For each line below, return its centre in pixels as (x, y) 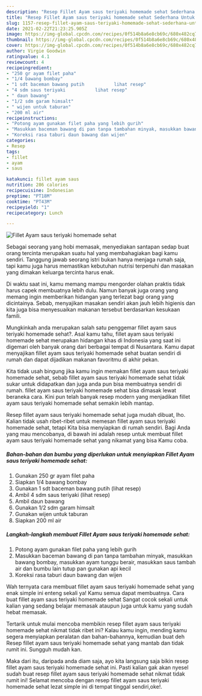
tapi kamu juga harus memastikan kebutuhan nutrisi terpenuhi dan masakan (100, 266)
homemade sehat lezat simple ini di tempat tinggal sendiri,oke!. (84, 687)
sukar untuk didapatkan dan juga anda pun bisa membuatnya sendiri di (94, 384)
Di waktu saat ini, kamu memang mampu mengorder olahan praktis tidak (96, 284)
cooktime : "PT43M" (29, 202)
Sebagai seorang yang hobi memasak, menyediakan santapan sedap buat (98, 247)
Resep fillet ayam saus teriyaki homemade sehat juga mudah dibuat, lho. (96, 415)
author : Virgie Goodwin (36, 51)
